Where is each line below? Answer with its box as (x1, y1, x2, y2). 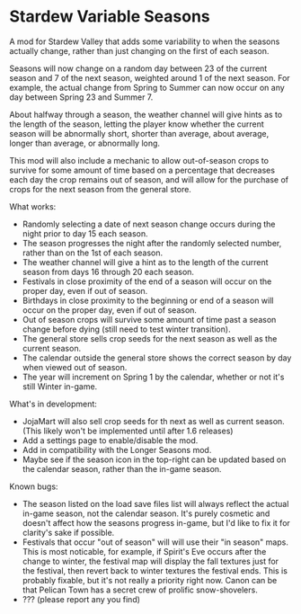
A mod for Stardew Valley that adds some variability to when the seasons (9, 36, 280, 47)
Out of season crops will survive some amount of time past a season (22, 314, 277, 325)
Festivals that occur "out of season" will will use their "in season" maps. (22, 537, 289, 547)
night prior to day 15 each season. (22, 227, 148, 239)
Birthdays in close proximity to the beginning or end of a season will (22, 295, 274, 306)
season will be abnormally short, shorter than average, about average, (9, 128, 270, 138)
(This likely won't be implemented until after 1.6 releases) (22, 425, 234, 436)
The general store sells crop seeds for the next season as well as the (22, 333, 278, 343)
